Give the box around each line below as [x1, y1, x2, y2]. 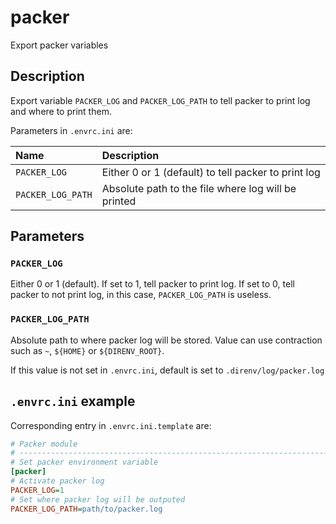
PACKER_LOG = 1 [10, 485, 65, 495]
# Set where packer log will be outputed [10, 494, 186, 505]
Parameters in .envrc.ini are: [10, 124, 133, 136]
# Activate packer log [10, 476, 105, 486]
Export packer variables [10, 39, 109, 51]
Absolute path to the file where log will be [101, 181, 297, 195]
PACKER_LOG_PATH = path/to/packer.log [10, 504, 163, 514]
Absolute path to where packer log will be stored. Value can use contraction [10, 334, 323, 346]
